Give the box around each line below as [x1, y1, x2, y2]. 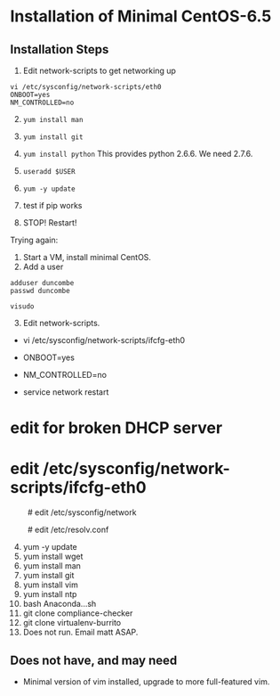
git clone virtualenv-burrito [22, 618, 122, 628]
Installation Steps [10, 42, 109, 57]
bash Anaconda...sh [22, 599, 97, 610]
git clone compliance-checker [22, 608, 133, 618]
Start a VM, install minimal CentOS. [22, 252, 152, 262]
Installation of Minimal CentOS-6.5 [10, 6, 272, 27]
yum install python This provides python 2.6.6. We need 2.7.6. [22, 149, 253, 159]
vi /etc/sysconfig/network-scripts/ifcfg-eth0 [22, 335, 186, 345]
